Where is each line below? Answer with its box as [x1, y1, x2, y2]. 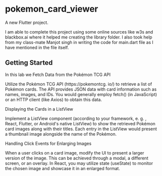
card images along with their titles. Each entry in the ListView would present [5, 126, 157, 132]
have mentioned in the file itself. [5, 44, 69, 50]
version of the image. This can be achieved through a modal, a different [5, 155, 148, 161]
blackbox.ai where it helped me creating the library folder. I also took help [5, 34, 152, 40]
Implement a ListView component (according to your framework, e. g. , [5, 116, 147, 121]
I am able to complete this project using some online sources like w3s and [5, 29, 153, 35]
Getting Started [5, 59, 53, 67]
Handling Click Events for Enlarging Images [5, 140, 91, 146]
